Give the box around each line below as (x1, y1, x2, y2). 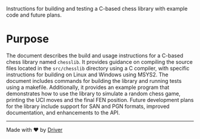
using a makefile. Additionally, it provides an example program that (6, 84, 170, 91)
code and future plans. (6, 11, 62, 18)
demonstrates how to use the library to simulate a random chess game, (6, 89, 181, 97)
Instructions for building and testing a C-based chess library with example (6, 5, 188, 12)
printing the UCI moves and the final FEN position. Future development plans (6, 96, 194, 103)
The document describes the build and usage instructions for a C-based (6, 52, 183, 59)
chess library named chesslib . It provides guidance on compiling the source (6, 58, 193, 65)
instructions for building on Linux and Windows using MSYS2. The (6, 71, 168, 78)
